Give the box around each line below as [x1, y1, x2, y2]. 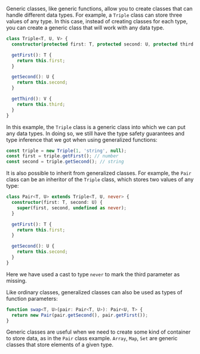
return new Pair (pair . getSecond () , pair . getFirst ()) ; [11, 312, 148, 318]
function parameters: [6, 295, 58, 302]
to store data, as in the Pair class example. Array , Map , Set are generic [6, 335, 178, 342]
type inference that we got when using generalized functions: [6, 136, 158, 143]
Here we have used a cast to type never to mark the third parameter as [6, 270, 180, 277]
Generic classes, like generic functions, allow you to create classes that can [6, 5, 193, 12]
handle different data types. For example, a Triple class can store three [6, 11, 183, 19]
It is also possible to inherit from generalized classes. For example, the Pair [6, 170, 192, 177]
